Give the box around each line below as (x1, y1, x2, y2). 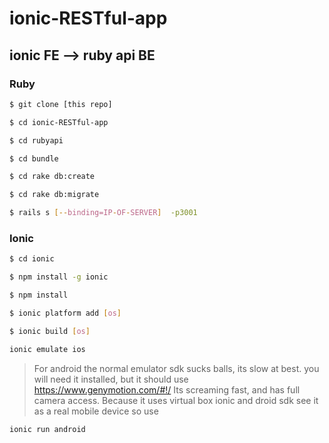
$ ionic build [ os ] (9, 326, 91, 336)
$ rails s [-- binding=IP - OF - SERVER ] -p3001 (9, 208, 198, 218)
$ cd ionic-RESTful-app (9, 117, 109, 127)
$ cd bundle (9, 153, 59, 164)
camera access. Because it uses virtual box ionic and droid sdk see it (33, 394, 319, 406)
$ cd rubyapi (9, 135, 64, 146)
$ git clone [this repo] (9, 99, 113, 109)
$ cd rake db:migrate (9, 190, 100, 200)
